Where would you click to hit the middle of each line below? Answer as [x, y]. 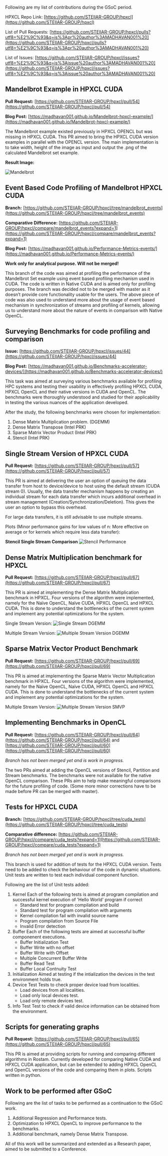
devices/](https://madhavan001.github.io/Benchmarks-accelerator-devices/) [84, 371]
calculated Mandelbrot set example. [42, 153]
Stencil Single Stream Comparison [42, 542]
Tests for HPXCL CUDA [42, 807]
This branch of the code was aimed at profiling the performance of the [78, 273]
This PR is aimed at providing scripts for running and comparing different [80, 1054]
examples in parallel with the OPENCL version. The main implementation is [82, 142]
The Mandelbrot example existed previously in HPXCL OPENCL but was [79, 131]
